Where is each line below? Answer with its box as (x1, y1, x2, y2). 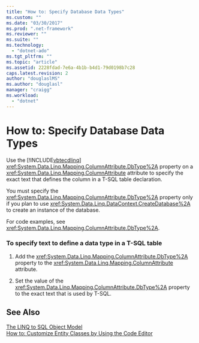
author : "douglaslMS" (6, 76, 61, 82)
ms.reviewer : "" (6, 31, 47, 37)
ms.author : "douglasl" (6, 82, 63, 88)
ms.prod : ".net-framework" (6, 25, 74, 32)
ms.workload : (6, 92, 39, 98)
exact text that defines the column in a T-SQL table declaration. (6, 175, 163, 183)
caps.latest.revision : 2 (6, 70, 68, 76)
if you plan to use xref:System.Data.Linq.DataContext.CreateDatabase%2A (6, 200, 191, 207)
